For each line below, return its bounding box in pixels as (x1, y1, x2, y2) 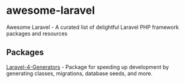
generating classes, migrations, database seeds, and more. (6, 70, 153, 77)
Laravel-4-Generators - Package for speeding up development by (6, 63, 169, 70)
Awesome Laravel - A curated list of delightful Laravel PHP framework (6, 23, 179, 31)
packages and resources (6, 29, 68, 37)
